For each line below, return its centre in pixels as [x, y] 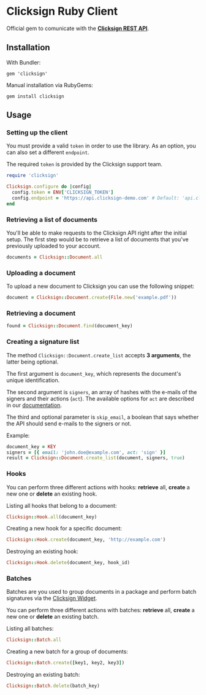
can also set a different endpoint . [48, 152]
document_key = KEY [31, 446]
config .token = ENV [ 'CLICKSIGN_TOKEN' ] [63, 192]
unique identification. [33, 380]
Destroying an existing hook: [42, 551]
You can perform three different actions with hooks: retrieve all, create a [98, 487]
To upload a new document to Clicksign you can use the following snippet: [101, 286]
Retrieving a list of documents [52, 219]
